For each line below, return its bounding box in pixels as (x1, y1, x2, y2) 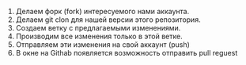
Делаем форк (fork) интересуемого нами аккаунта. (15, 7, 190, 16)
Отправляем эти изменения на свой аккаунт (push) (15, 40, 190, 49)
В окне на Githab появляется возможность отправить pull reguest (15, 49, 238, 57)
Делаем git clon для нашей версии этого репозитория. (15, 15, 201, 24)
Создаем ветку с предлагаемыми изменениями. (15, 23, 181, 32)
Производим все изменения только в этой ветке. (15, 31, 184, 41)
